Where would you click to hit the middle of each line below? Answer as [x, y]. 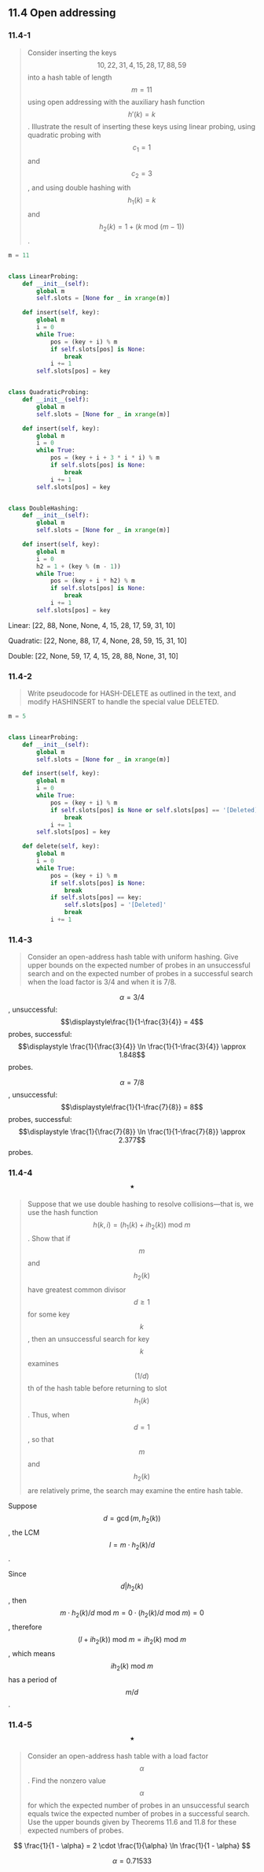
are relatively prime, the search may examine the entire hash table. [135, 1490]
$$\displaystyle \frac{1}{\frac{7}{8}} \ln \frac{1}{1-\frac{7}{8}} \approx [132, 1132]
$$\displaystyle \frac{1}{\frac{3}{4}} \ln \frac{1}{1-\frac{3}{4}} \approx [132, 1046]
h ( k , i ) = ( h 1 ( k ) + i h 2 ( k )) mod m [142, 1226]
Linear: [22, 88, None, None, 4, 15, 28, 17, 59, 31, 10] [92, 625]
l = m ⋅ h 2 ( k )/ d [132, 1545]
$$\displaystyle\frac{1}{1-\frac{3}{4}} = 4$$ [132, 1022]
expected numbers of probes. [75, 1830]
